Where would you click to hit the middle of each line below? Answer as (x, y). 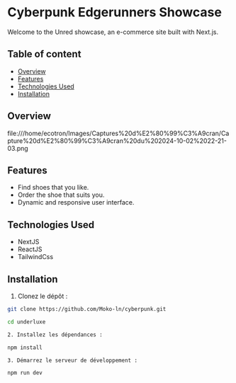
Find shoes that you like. (53, 188)
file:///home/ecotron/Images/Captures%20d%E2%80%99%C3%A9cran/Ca (118, 133)
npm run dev (25, 373)
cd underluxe (27, 322)
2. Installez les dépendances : (55, 335)
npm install (25, 348)
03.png (18, 148)
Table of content (44, 54)
